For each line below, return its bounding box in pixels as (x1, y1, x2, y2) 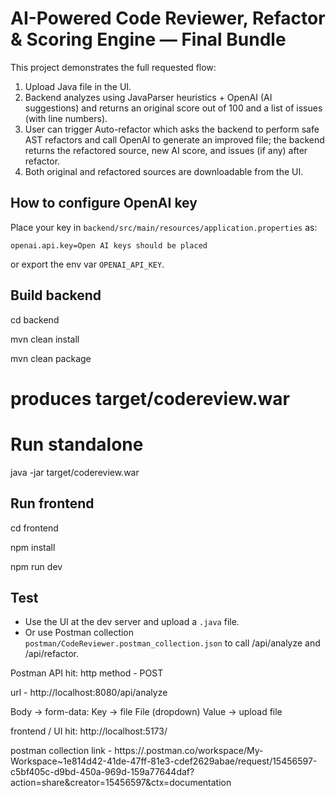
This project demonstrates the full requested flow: (10, 61, 217, 73)
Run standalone (10, 433, 144, 456)
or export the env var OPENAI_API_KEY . (10, 258, 165, 270)
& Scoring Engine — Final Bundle (10, 28, 287, 51)
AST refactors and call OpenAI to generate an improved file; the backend (24, 133, 325, 146)
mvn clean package (10, 352, 92, 364)
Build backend (10, 287, 102, 304)
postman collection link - (10, 745, 113, 757)
